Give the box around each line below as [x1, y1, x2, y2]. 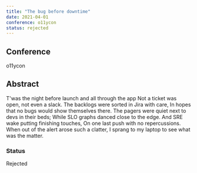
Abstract [6, 79, 39, 89]
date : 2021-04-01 [6, 14, 49, 20]
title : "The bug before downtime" [6, 8, 91, 15]
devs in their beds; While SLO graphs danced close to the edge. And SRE [6, 113, 183, 120]
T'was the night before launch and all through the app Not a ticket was [6, 94, 177, 101]
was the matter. [6, 132, 44, 139]
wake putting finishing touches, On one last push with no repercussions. [6, 120, 181, 127]
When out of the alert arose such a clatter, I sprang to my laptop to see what [6, 125, 191, 133]
